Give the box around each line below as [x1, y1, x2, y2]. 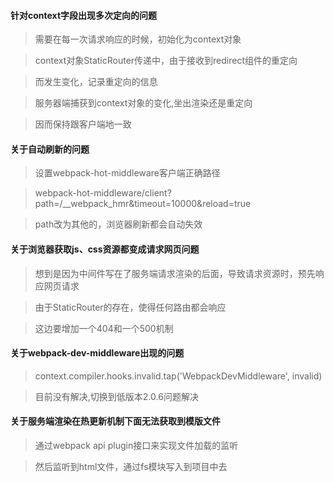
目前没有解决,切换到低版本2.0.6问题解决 [34, 390, 199, 402]
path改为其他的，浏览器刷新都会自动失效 [34, 218, 203, 230]
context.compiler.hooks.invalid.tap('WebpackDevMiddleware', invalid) [34, 370, 323, 382]
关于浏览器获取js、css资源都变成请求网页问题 [10, 243, 200, 255]
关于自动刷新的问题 [10, 143, 90, 155]
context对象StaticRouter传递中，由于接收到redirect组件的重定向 [34, 55, 298, 67]
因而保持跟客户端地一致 [34, 118, 132, 130]
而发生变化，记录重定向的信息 [34, 76, 158, 88]
